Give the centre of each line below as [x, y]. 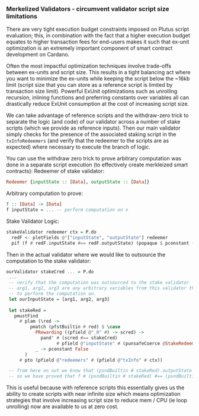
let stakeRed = [27, 310]
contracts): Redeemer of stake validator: [55, 171]
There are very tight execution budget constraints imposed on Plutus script [98, 29]
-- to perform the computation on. [52, 294]
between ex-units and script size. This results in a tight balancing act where [98, 73]
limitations [22, 16]
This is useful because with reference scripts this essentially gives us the [95, 387]
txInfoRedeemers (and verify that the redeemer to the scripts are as [88, 141]
